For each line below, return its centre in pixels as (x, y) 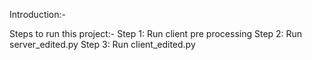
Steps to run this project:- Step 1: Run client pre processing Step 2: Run (156, 33)
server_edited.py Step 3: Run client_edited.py (102, 44)
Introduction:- (38, 14)
